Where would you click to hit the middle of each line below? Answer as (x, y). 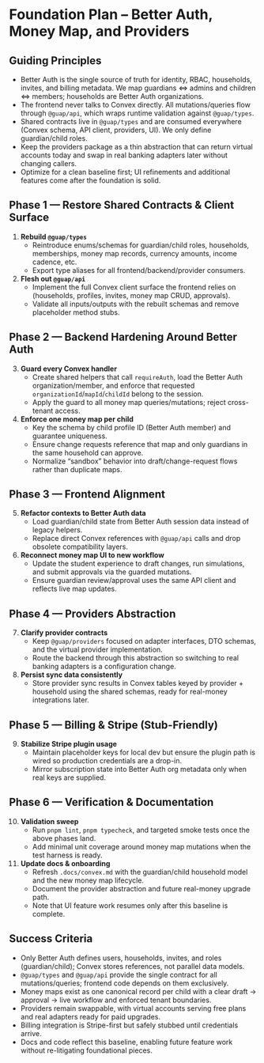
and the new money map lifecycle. (88, 880)
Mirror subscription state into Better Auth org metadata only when (140, 770)
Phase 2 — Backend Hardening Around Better (123, 337)
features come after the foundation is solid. (91, 180)
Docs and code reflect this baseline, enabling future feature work (126, 1042)
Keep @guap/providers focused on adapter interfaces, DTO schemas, (144, 641)
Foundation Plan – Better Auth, (111, 15)
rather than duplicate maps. (77, 469)
